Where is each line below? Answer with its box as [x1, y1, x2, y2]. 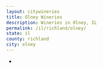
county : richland [6, 36, 49, 42]
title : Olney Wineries [6, 14, 63, 20]
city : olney [6, 42, 36, 48]
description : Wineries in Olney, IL [6, 19, 97, 25]
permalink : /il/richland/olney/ [6, 25, 86, 31]
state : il [6, 31, 31, 37]
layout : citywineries [6, 8, 60, 15]
